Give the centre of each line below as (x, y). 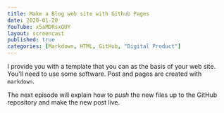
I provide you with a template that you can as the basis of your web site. (112, 66)
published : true (31, 40)
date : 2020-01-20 (33, 20)
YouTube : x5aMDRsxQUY (39, 27)
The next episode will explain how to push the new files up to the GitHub (112, 95)
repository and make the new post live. (64, 102)
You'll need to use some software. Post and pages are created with (105, 74)
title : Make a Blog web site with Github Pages (79, 14)
